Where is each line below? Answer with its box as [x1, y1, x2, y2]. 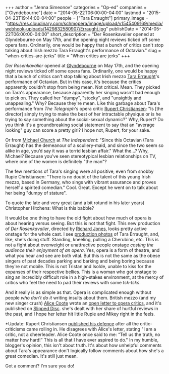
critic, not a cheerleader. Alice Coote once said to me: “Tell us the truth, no [5, 331, 160, 338]
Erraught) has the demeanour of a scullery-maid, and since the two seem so [5, 142, 164, 148]
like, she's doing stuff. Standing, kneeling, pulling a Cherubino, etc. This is [5, 237, 159, 242]
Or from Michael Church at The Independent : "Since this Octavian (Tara [5, 137, 154, 143]
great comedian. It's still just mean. [5, 353, 78, 359]
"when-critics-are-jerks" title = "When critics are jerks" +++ [5, 53, 130, 59]
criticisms [5, 326, 26, 332]
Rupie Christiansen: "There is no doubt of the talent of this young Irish [5, 174, 151, 179]
